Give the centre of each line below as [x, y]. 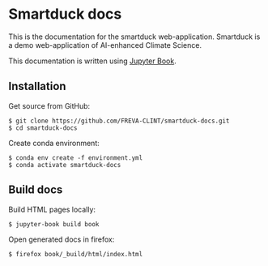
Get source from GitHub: [49, 105]
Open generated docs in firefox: [62, 239]
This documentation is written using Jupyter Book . [92, 61]
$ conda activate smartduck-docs [65, 165]
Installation [37, 86]
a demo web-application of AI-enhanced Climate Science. [105, 45]
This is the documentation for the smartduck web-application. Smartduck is [134, 36]
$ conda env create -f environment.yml [76, 158]
